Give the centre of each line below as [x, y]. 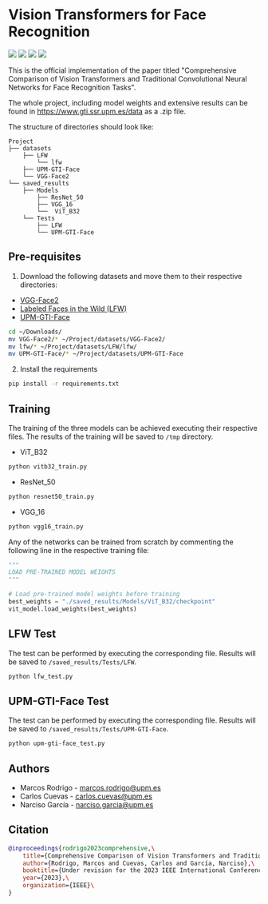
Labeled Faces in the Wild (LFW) [73, 309]
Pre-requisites [45, 257]
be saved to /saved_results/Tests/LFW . [73, 662]
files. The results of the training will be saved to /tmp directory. [111, 436]
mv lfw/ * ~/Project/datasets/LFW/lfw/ [73, 346]
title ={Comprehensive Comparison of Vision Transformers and [126, 856]
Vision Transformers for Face [107, 15]
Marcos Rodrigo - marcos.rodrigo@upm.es [90, 788]
